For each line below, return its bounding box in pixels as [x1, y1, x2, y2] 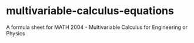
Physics [6, 29, 25, 37]
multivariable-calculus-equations [6, 4, 175, 18]
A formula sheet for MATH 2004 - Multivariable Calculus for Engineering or [6, 24, 188, 31]
